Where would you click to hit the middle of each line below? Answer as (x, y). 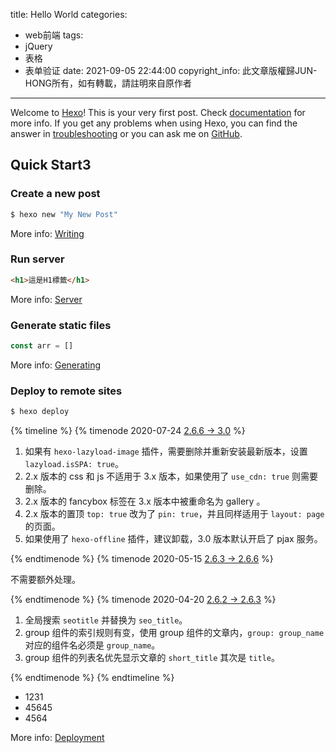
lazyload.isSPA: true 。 (74, 464)
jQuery (38, 46)
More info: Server (46, 299)
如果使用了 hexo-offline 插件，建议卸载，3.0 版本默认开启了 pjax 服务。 (173, 539)
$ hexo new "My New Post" (64, 214)
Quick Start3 (51, 165)
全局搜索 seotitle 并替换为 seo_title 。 (106, 620)
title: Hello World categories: (69, 14)
